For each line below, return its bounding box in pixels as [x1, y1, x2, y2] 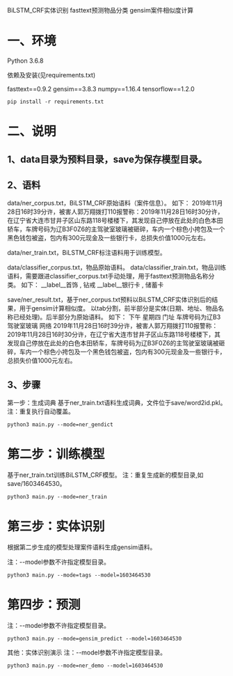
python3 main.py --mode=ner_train [7, 494, 108, 501]
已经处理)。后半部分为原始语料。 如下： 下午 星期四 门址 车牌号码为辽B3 [13, 313, 221, 322]
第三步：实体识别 [7, 519, 106, 535]
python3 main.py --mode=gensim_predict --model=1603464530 [7, 635, 182, 642]
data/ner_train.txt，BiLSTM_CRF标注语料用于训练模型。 [7, 249, 166, 257]
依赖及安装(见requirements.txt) [7, 70, 96, 79]
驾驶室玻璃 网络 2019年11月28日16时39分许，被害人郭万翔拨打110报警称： [7, 322, 218, 330]
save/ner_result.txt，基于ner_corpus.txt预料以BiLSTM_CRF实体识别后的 [7, 295, 212, 304]
